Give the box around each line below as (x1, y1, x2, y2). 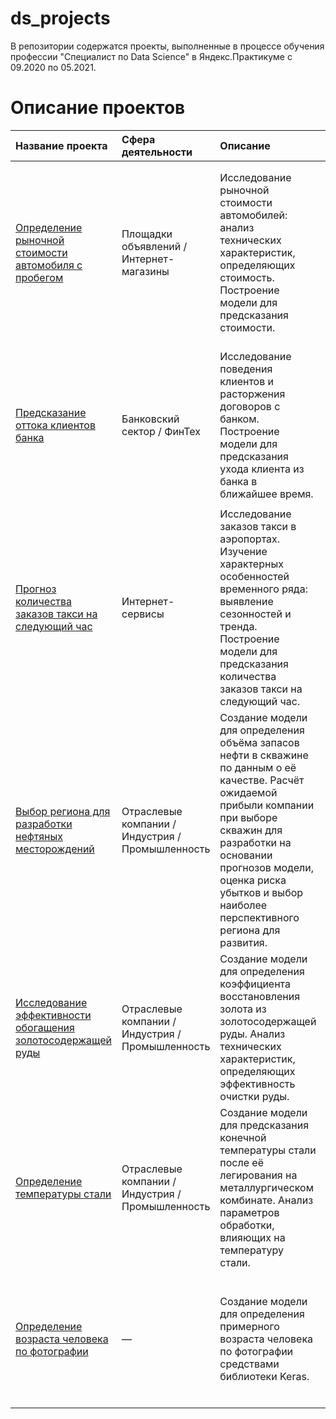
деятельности (121, 145, 193, 159)
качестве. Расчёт (219, 773, 305, 787)
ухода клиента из (219, 462, 305, 476)
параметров (219, 1205, 280, 1219)
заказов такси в (219, 519, 297, 533)
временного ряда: (219, 582, 308, 596)
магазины (121, 264, 170, 278)
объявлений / (121, 239, 188, 253)
